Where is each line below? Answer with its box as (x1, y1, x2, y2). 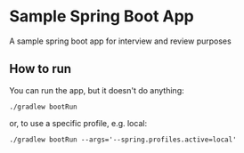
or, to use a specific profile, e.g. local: (9, 117, 148, 128)
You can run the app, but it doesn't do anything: (9, 85, 184, 95)
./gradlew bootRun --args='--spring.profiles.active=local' (9, 135, 238, 144)
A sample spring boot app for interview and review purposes (9, 36, 232, 46)
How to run (9, 61, 72, 76)
